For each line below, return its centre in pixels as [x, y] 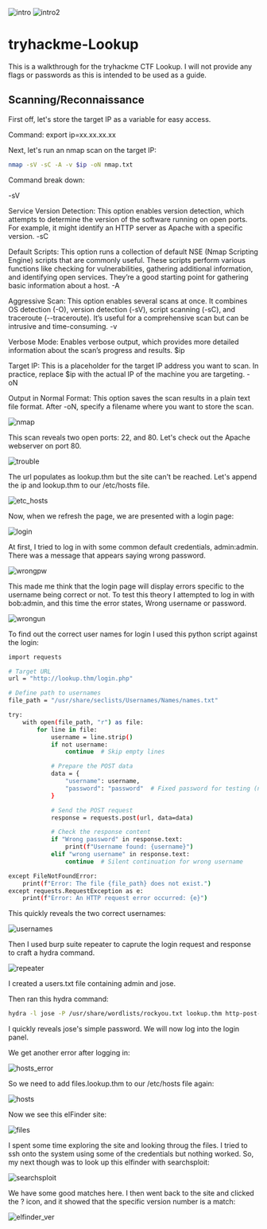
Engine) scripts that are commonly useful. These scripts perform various [127, 260]
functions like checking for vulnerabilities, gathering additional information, [131, 268]
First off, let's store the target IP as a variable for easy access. [110, 119]
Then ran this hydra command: [58, 999]
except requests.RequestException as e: [76, 891]
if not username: [79, 745]
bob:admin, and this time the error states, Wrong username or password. [128, 603]
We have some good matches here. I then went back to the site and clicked [131, 1193]
